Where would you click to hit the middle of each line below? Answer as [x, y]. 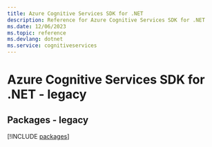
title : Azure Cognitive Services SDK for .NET [75, 13]
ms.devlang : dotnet [35, 39]
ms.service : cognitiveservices [52, 46]
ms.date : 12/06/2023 [37, 26]
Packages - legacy [48, 120]
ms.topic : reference [37, 33]
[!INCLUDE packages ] [38, 136]
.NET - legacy [47, 95]
